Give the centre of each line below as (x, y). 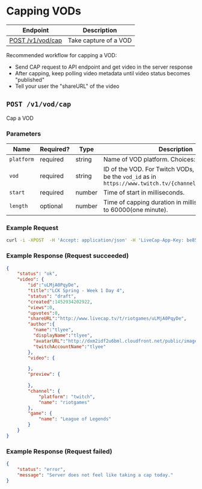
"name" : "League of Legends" (75, 419)
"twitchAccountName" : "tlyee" (69, 347)
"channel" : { (44, 391)
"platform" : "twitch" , (67, 397)
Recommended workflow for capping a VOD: (62, 55)
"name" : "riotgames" (64, 402)
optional (51, 206)
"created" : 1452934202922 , (60, 302)
